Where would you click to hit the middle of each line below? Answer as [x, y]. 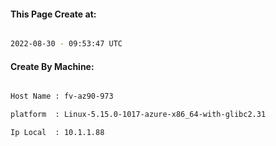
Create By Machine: [52, 66]
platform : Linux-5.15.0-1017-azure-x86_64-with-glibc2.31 [138, 115]
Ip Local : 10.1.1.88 [57, 133]
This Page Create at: [53, 14]
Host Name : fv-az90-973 [62, 96]
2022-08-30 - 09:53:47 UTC [66, 44]
